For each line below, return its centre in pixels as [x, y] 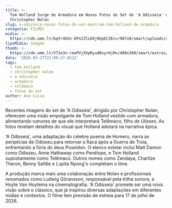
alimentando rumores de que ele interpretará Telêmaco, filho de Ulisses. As [85, 121]
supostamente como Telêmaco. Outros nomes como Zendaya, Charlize [80, 158]
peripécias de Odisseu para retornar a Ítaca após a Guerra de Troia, [77, 142]
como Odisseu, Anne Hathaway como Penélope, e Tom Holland [72, 153]
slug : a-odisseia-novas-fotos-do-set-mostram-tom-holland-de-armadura [82, 24]
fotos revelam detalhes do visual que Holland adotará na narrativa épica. [82, 127]
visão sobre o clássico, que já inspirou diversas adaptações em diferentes [83, 190]
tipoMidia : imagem [25, 44]
